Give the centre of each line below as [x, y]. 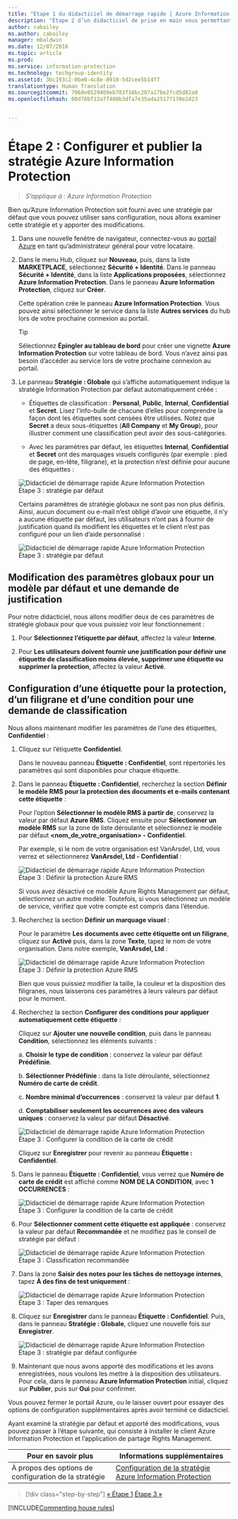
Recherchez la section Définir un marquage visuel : [94, 919]
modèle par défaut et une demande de [94, 589]
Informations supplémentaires [172, 1455]
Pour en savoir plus [60, 1455]
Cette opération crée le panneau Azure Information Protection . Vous [119, 303]
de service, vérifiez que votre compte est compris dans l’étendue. [114, 906]
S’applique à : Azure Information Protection [88, 196]
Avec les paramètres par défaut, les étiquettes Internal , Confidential [129, 446]
